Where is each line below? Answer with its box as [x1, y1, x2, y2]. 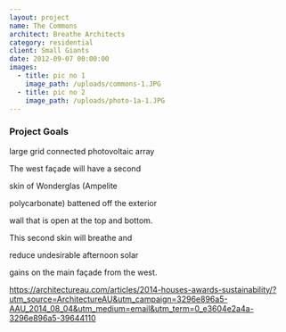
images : [9, 63, 38, 72]
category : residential [9, 37, 94, 47]
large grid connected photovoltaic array [9, 145, 155, 156]
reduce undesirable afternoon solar [9, 249, 139, 260]
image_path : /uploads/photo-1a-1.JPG [25, 95, 166, 105]
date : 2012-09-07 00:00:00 [9, 54, 110, 63]
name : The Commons [9, 21, 78, 30]
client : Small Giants [9, 46, 90, 55]
